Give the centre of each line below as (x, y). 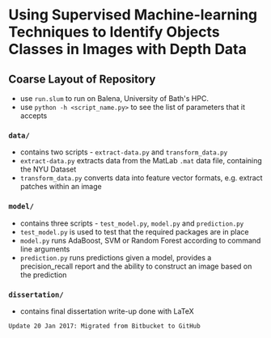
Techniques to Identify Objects (114, 32)
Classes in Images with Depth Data (127, 49)
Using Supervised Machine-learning (133, 15)
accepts (34, 116)
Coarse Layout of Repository (82, 79)
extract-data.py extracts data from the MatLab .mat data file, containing (141, 161)
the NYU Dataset (48, 169)
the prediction (43, 275)
